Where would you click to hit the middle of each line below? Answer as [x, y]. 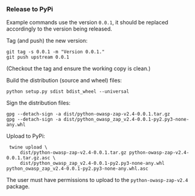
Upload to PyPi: [26, 136]
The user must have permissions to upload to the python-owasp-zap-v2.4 [97, 180]
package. [18, 187]
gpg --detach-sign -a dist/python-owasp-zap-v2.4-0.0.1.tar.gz [88, 114]
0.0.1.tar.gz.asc [28, 158]
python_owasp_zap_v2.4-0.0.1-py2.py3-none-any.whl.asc [77, 169]
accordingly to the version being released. [59, 29]
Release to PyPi [30, 9]
